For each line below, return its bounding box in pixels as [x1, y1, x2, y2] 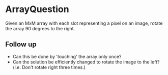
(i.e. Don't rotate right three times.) [12, 64, 86, 70]
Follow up [5, 40, 37, 49]
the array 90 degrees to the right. [5, 25, 75, 31]
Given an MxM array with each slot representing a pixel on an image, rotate [5, 20, 163, 26]
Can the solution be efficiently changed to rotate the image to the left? [12, 59, 160, 65]
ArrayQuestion [5, 4, 70, 15]
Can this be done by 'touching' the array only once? [12, 53, 122, 59]
